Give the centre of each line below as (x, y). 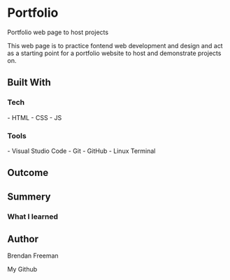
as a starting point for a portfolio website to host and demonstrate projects (114, 53)
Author (23, 239)
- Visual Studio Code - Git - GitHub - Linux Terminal (81, 151)
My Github (22, 270)
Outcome (28, 173)
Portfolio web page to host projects (58, 32)
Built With (29, 83)
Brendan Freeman (33, 256)
